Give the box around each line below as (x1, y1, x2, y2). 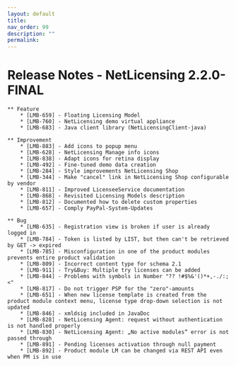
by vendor (7, 180, 37, 188)
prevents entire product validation (7, 254, 115, 262)
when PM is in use (7, 353, 61, 361)
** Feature (7, 105, 40, 113)
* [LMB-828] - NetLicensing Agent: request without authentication (20, 316, 223, 324)
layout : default (7, 10, 55, 18)
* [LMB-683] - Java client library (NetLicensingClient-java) (20, 125, 207, 132)
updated (7, 304, 30, 311)
